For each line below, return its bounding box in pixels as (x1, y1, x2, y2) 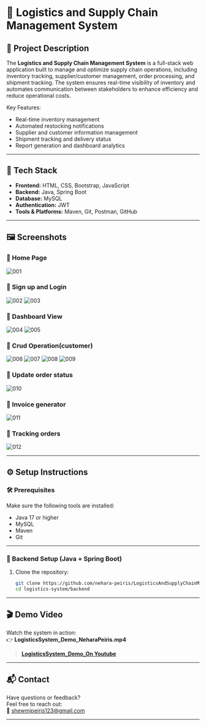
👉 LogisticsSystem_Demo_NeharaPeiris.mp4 (6, 636, 127, 643)
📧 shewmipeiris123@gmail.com (6, 706, 85, 714)
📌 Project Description (6, 43, 90, 53)
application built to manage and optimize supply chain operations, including (6, 66, 197, 73)
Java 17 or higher (15, 513, 59, 521)
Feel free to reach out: (6, 700, 63, 708)
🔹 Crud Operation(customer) (6, 342, 93, 350)
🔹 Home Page (6, 254, 47, 262)
